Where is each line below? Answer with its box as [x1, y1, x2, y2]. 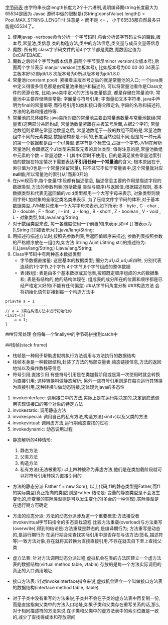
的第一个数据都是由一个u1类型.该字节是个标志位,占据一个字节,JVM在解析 [12, 140, 162, 146]
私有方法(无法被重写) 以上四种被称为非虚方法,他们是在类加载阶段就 [20, 467, 158, 472]
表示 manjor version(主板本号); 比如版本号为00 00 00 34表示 [34, 64, 160, 70]
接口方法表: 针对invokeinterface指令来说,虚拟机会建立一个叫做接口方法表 [12, 578, 163, 584]
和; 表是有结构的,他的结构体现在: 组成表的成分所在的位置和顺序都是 [20, 276, 158, 282]
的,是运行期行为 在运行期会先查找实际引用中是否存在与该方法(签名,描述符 [12, 532, 163, 538]
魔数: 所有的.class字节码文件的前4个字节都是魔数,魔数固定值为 [12, 47, 141, 52]
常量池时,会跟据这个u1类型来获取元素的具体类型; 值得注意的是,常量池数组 [12, 146, 163, 152]
